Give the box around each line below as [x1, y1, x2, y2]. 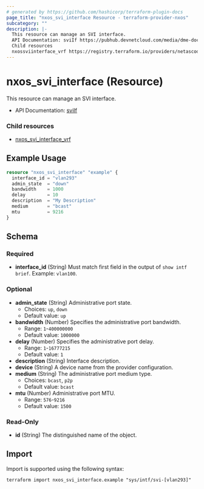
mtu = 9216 [12, 209, 64, 215]
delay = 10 [12, 192, 59, 198]
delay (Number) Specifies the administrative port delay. [15, 338, 154, 345]
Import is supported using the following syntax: [6, 465, 124, 472]
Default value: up [24, 311, 66, 319]
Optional [6, 285, 32, 294]
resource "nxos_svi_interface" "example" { [6, 169, 118, 175]
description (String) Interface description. [15, 357, 121, 364]
